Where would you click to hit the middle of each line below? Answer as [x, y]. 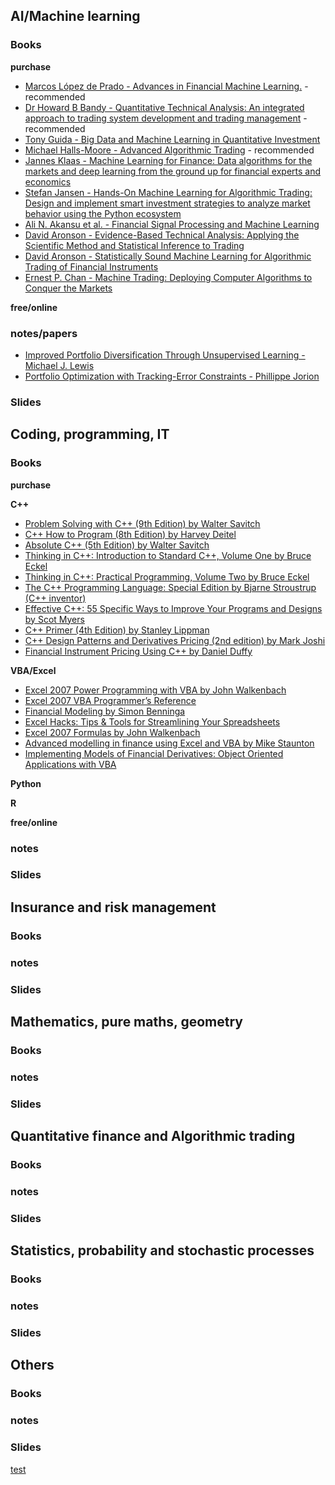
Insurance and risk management [113, 907]
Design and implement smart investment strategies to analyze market [167, 203]
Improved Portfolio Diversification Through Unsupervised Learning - [165, 355]
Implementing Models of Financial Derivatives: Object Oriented [154, 753]
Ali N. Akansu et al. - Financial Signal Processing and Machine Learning [172, 224]
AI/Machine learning [75, 16]
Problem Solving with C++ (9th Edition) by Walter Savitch [142, 523]
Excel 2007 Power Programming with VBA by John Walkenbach [155, 690]
